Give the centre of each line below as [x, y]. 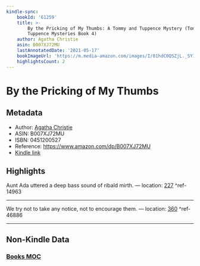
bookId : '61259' [37, 17]
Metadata [24, 113]
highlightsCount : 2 [41, 61]
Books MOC [24, 256]
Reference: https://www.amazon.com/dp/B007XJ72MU [82, 146]
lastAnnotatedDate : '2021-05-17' [58, 51]
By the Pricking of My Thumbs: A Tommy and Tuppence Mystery [105, 28]
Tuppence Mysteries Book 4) [62, 34]
